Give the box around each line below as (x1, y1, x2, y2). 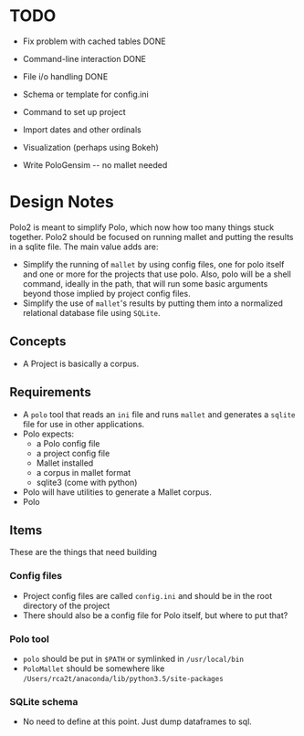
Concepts (9, 334, 67, 350)
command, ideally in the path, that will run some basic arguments (22, 278, 268, 289)
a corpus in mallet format (36, 467, 131, 478)
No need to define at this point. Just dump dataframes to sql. (22, 716, 253, 727)
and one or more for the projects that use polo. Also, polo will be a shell (22, 268, 292, 279)
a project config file (36, 447, 110, 458)
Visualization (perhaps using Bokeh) (22, 142, 160, 152)
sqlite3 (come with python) (36, 477, 138, 488)
